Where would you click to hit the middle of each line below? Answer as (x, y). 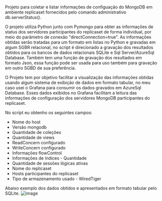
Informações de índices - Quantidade (49, 158)
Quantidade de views (33, 137)
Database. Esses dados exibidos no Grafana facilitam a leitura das (71, 93)
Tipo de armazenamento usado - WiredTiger (57, 179)
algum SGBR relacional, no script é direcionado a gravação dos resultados (79, 47)
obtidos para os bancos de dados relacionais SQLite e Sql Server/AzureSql (80, 52)
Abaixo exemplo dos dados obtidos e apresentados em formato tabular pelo (81, 188)
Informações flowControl (37, 153)
